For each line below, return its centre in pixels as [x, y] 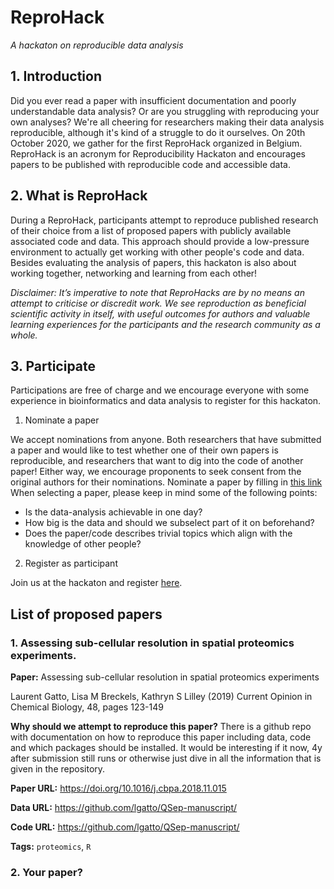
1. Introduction [56, 76]
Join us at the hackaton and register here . [96, 583]
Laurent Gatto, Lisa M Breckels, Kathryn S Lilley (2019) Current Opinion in [161, 697]
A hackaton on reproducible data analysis [97, 45]
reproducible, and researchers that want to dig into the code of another [157, 461]
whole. [24, 335]
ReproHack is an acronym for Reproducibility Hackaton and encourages [158, 153]
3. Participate [53, 366]
